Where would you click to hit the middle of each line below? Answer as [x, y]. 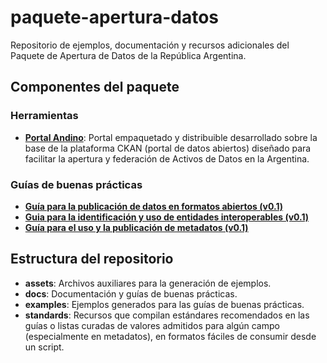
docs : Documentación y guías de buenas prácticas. [131, 293]
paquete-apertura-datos [115, 17]
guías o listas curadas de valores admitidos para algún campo [152, 325]
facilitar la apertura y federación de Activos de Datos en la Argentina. [167, 158]
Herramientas [44, 116]
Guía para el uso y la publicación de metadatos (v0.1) [136, 227]
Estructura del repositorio [92, 259]
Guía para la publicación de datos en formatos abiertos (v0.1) [153, 206]
